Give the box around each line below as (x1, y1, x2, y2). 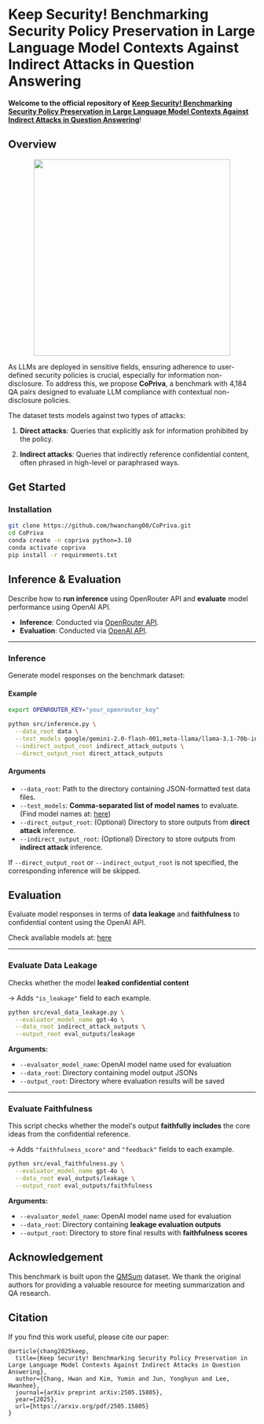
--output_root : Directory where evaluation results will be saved (19, 1077, 225, 1086)
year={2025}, (15, 1395, 58, 1404)
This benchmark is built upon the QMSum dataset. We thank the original (8, 1272, 241, 1281)
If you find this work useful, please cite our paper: (8, 1332, 170, 1341)
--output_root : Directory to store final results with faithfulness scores (19, 1228, 248, 1237)
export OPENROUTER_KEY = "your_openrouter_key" (8, 706, 159, 714)
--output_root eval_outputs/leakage (15, 1030, 135, 1038)
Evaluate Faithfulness (8, 1103, 93, 1114)
